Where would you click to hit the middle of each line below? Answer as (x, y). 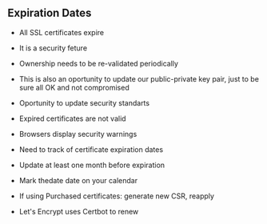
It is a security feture (53, 48)
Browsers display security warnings (78, 134)
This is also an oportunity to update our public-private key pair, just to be (139, 78)
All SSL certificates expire (62, 32)
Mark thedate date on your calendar (78, 180)
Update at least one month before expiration (92, 165)
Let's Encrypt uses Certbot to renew (79, 211)
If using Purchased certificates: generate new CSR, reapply (117, 196)
